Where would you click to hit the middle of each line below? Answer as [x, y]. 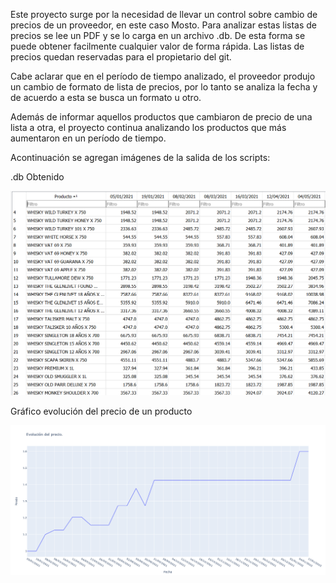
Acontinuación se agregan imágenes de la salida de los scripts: [140, 157]
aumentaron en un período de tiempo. [88, 138]
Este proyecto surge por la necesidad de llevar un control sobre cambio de [164, 14]
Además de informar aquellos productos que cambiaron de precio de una [161, 117]
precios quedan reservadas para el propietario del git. [121, 57]
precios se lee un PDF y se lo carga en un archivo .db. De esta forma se [158, 35]
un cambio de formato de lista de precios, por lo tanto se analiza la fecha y [164, 87]
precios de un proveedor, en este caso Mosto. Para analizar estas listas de [164, 25]
